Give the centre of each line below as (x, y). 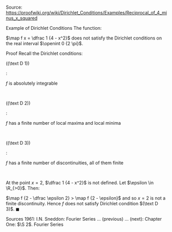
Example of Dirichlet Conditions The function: (54, 28)
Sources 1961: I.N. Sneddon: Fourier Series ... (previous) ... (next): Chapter (84, 219)
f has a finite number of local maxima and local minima (63, 123)
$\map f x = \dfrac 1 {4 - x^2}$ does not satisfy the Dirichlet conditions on (84, 38)
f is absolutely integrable (32, 83)
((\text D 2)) (18, 103)
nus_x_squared (22, 18)
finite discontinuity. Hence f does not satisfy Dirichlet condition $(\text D (82, 204)
